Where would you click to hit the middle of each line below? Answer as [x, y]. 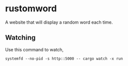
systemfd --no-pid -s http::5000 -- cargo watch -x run [64, 59]
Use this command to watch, [34, 49]
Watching [20, 38]
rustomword [31, 9]
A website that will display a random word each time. [59, 22]
